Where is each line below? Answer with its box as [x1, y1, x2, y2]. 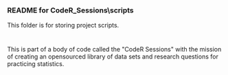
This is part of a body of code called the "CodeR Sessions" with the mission [7, 45, 222, 54]
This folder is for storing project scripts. [7, 21, 119, 30]
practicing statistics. [7, 60, 65, 68]
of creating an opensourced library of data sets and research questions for [7, 52, 218, 61]
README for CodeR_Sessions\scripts [7, 6, 134, 15]
